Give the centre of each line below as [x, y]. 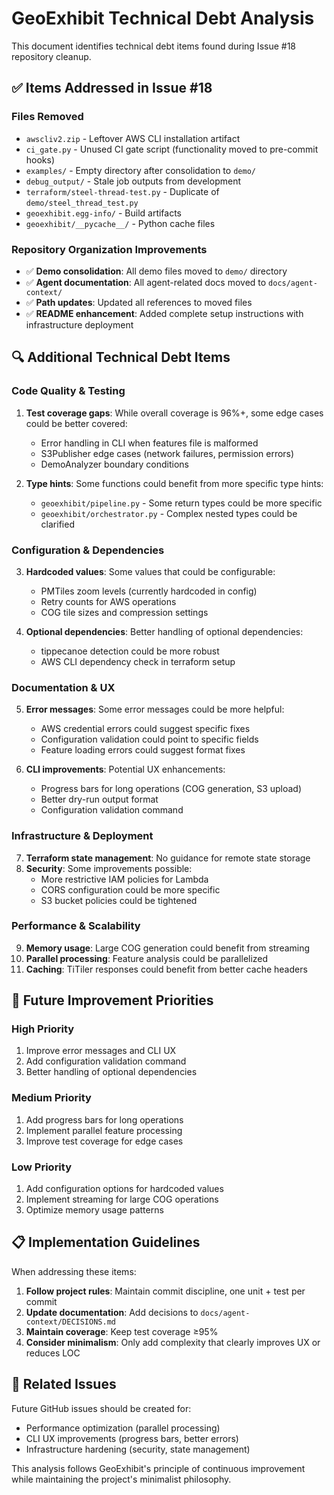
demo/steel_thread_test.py [82, 203]
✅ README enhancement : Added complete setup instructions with [164, 313]
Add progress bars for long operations [104, 1119]
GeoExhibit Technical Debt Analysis [163, 18]
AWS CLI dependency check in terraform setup [138, 661]
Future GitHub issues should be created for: [101, 1408]
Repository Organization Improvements [109, 249]
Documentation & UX [63, 687]
